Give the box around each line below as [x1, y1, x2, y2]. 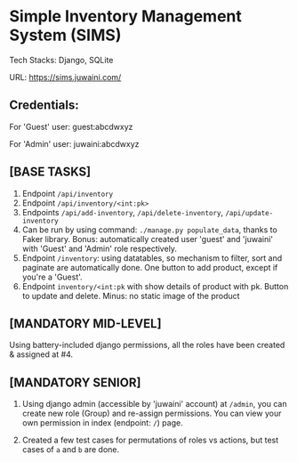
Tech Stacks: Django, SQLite [9, 54, 114, 65]
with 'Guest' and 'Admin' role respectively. [21, 243, 178, 254]
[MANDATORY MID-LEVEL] [9, 316, 162, 331]
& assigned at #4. [9, 349, 74, 360]
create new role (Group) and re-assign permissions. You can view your [21, 408, 282, 419]
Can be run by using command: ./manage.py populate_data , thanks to [21, 224, 277, 235]
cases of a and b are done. [21, 444, 120, 455]
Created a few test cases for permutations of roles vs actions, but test [21, 434, 279, 446]
